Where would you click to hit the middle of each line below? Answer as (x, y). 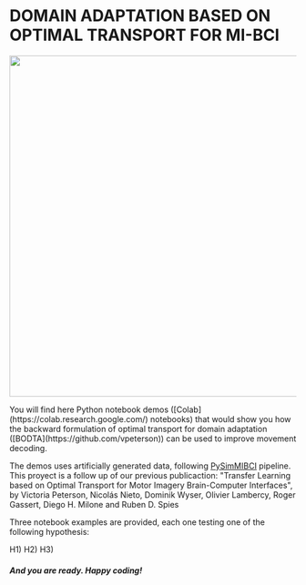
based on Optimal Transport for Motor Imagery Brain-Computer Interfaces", (151, 485)
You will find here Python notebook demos (89, 409)
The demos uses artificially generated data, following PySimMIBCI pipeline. (150, 466)
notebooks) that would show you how (220, 419)
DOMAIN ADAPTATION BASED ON (140, 16)
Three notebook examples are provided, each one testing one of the (138, 522)
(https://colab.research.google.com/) (79, 419)
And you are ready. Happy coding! (76, 570)
